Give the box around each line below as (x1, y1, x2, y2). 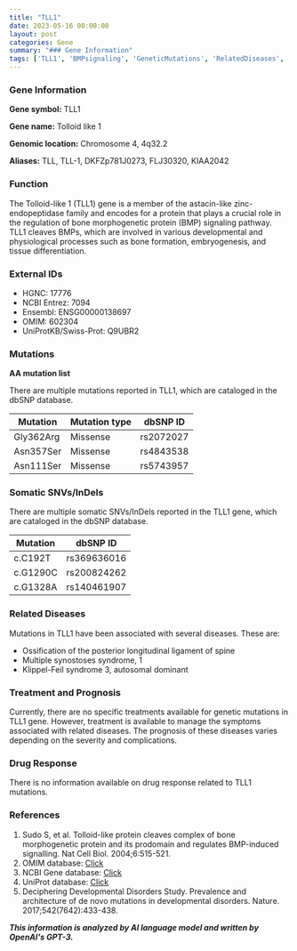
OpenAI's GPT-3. (9, 931, 74, 942)
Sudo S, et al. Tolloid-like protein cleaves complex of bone (21, 829, 236, 840)
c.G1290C (13, 567, 58, 579)
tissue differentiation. (9, 246, 87, 256)
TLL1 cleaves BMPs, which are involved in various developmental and (9, 226, 263, 237)
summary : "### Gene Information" (9, 46, 133, 55)
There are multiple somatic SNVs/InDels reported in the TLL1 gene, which (9, 506, 277, 517)
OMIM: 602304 (21, 316, 79, 326)
